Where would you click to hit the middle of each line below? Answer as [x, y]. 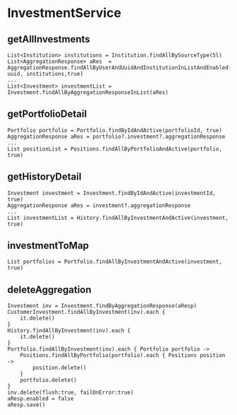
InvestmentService [65, 13]
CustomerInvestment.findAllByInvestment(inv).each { [86, 312]
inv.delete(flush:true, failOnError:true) [71, 393]
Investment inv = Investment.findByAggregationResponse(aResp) [102, 306]
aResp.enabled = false [41, 399]
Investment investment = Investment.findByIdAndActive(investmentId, [112, 193]
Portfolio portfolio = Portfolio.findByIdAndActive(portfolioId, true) [115, 130]
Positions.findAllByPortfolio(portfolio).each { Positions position [123, 356]
